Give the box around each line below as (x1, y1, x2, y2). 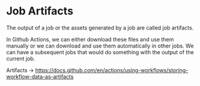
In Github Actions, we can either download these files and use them (6, 35, 174, 43)
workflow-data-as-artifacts (6, 73, 74, 80)
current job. (6, 55, 36, 62)
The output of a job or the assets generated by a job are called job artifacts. (6, 24, 194, 31)
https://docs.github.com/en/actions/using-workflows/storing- (35, 66, 189, 73)
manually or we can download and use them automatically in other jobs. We (6, 42, 194, 49)
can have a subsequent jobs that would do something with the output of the (6, 48, 194, 55)
